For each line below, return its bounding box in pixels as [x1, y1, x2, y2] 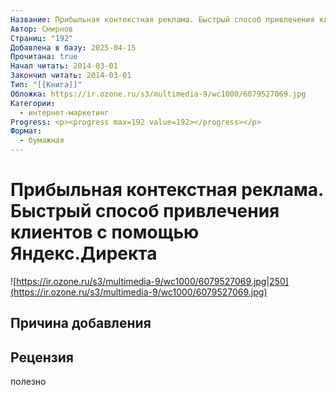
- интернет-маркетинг [19, 107, 110, 118]
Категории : [10, 98, 56, 108]
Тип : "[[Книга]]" [10, 80, 83, 90]
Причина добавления [10, 315, 152, 332]
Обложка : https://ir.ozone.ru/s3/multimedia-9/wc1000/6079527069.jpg [10, 89, 307, 99]
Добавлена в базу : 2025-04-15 [10, 42, 137, 53]
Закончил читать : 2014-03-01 [10, 71, 132, 81]
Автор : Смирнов [10, 24, 74, 34]
